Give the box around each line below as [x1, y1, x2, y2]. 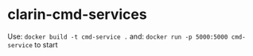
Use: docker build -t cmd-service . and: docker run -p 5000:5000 [7, 32, 228, 41]
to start [34, 39, 58, 49]
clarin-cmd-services [7, 6, 148, 24]
